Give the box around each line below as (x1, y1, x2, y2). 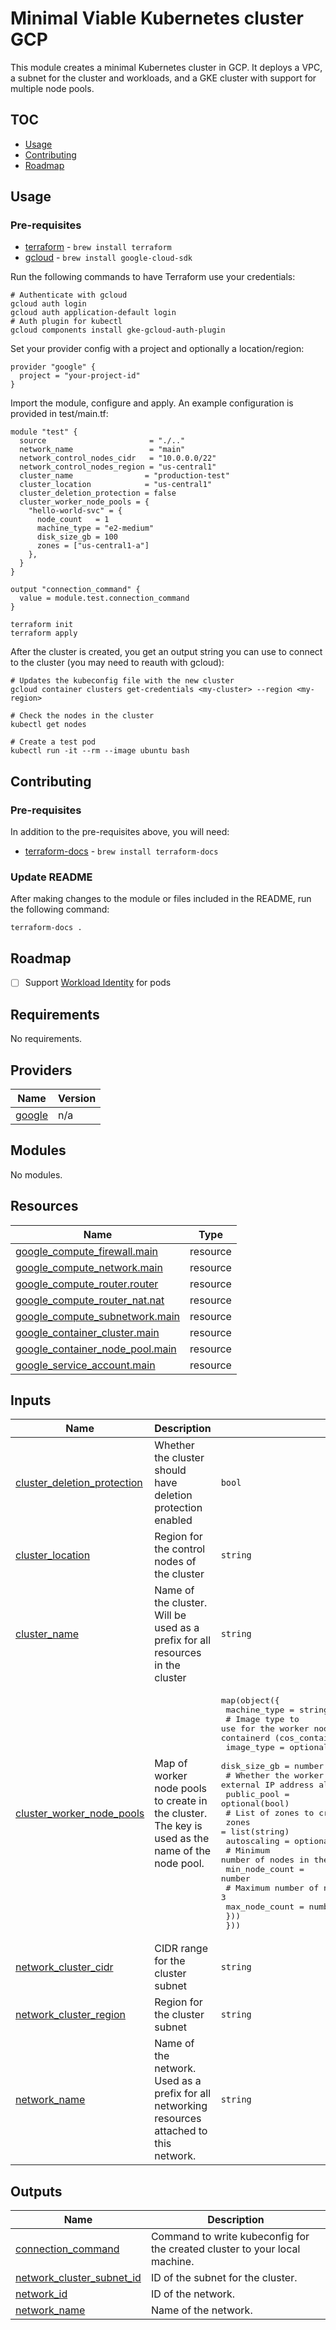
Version (58, 1091, 97, 1105)
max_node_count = (225, 1902, 305, 1912)
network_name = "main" (19, 445, 186, 455)
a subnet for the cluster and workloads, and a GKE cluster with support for (10, 72, 317, 84)
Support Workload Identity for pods (24, 977, 172, 989)
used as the (154, 1831, 210, 1845)
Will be (154, 1608, 187, 1622)
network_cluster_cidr (15, 1960, 114, 1974)
